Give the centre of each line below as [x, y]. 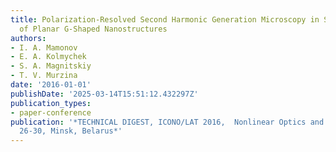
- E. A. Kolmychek [48, 57]
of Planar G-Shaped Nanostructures [93, 29]
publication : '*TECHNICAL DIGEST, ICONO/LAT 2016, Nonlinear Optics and [167, 122]
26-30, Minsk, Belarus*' [71, 131]
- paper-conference [51, 112]
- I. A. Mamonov [44, 47]
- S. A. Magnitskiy [51, 66]
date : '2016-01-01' [51, 85]
